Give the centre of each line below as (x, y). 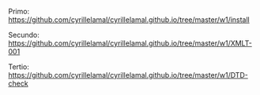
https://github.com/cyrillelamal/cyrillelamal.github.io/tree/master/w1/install (129, 20)
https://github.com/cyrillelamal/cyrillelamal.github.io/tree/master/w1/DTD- (128, 75)
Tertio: (19, 67)
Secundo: (24, 35)
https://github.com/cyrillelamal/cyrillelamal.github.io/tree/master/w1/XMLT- (130, 43)
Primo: (19, 11)
